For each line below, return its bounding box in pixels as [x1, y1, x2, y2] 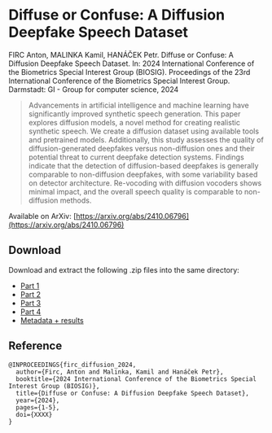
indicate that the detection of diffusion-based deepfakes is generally [28, 160, 259, 170]
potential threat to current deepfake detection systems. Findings [28, 152, 244, 162]
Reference [8, 339, 63, 353]
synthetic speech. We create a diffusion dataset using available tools [28, 126, 259, 136]
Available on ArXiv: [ [8, 211, 77, 221]
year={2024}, [15, 396, 60, 405]
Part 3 [20, 298, 42, 308]
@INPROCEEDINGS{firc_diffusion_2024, [8, 361, 137, 369]
